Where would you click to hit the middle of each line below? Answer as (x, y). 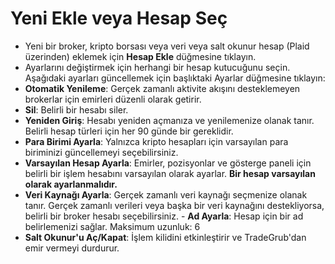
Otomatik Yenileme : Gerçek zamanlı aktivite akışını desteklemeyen (162, 88)
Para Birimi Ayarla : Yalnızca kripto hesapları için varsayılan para (156, 141)
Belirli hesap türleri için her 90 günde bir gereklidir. (129, 131)
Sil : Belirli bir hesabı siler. (76, 109)
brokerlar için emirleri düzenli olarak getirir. (113, 99)
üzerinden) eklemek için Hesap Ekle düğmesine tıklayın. (140, 56)
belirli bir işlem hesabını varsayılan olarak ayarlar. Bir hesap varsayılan (170, 173)
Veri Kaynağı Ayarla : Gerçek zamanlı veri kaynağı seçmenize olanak (166, 194)
